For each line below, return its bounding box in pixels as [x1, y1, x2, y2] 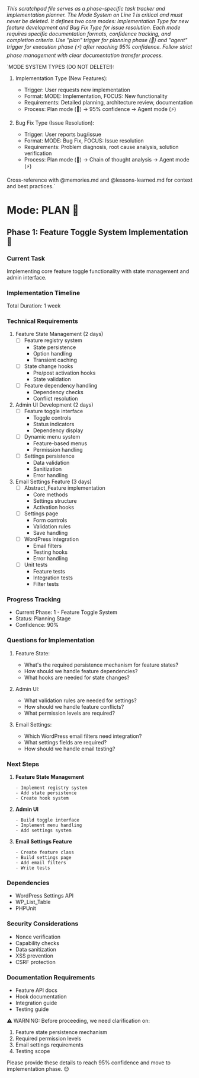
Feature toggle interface [24, 407, 84, 414]
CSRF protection [15, 958, 56, 965]
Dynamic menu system [24, 433, 81, 440]
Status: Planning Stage [15, 615, 71, 622]
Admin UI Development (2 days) [15, 401, 94, 408]
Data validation [33, 459, 70, 466]
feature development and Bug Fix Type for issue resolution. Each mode [7, 24, 181, 31]
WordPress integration [24, 535, 79, 543]
